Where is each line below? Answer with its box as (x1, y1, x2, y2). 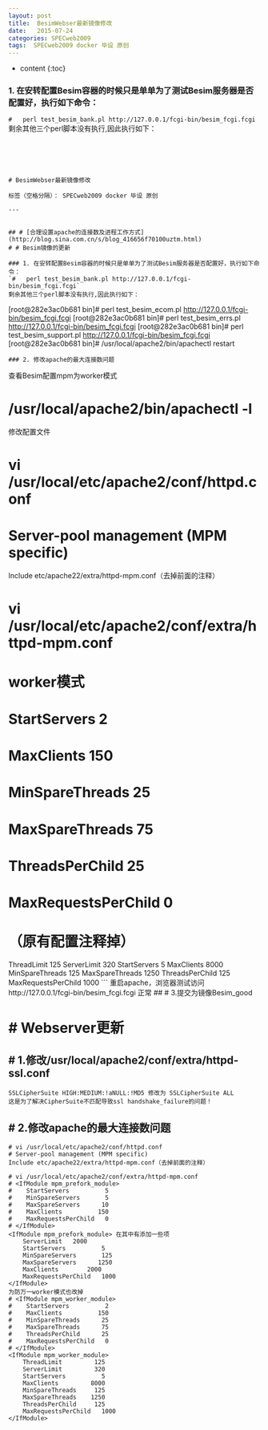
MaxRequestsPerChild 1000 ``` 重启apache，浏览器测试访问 (8, 978, 205, 987)
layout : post (8, 11, 52, 20)
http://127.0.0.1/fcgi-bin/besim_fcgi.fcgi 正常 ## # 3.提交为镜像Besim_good (8, 987, 253, 997)
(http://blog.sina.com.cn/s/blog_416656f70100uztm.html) (8, 236, 202, 244)
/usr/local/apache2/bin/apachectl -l (8, 399, 253, 418)
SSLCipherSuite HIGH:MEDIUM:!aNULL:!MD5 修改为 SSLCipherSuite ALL (8, 1088, 234, 1097)
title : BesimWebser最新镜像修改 (8, 19, 113, 27)
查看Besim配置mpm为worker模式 (8, 371, 118, 381)
